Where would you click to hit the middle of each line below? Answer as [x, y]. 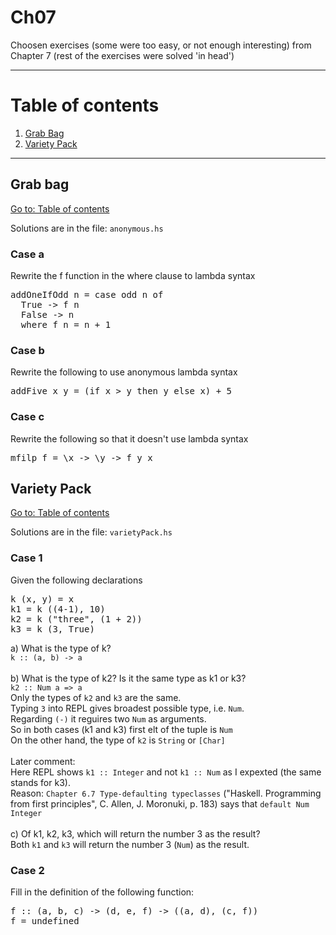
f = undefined [45, 920]
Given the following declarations [76, 580]
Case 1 [26, 558]
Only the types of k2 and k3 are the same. [96, 697]
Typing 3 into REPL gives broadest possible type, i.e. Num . [127, 708]
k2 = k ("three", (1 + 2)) [76, 619]
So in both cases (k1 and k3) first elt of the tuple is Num [121, 729]
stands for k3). [40, 782]
